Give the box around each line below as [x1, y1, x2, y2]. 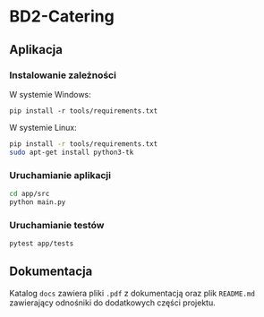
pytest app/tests [9, 239, 74, 248]
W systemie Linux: [9, 122, 78, 133]
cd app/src [9, 189, 50, 198]
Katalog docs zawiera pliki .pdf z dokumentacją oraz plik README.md [9, 287, 255, 298]
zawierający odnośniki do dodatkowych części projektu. [9, 297, 217, 308]
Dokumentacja [9, 264, 93, 279]
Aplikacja [9, 42, 63, 57]
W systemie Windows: [9, 89, 91, 99]
